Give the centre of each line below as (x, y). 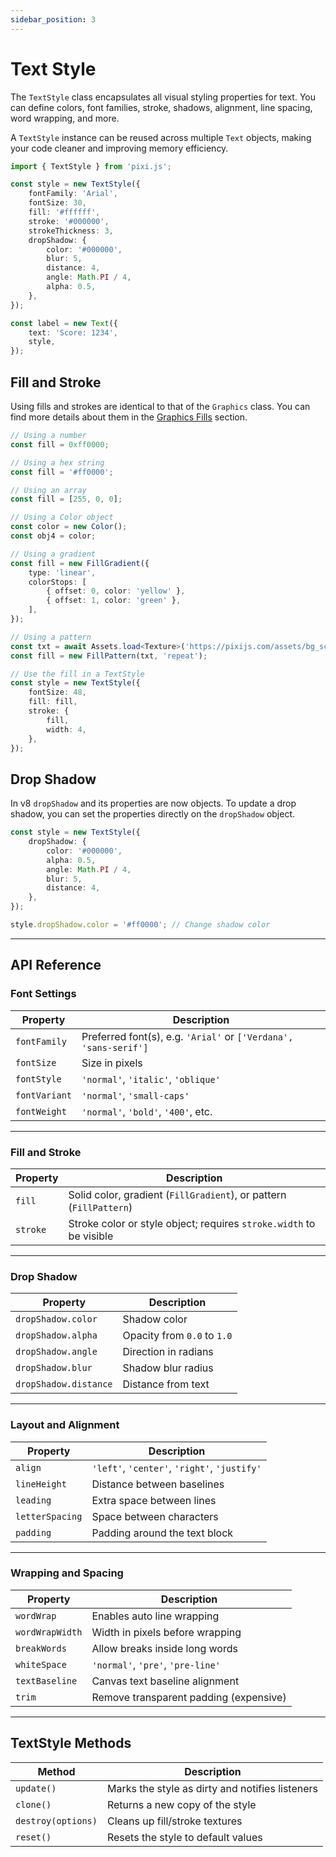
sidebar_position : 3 (53, 19)
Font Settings (43, 994)
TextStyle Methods (71, 1743)
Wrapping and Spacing (67, 1573)
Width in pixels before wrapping (166, 1632)
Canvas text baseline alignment (165, 1681)
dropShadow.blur (54, 1368)
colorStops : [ (57, 582)
